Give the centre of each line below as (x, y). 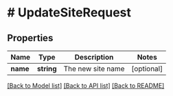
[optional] (147, 69)
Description (94, 57)
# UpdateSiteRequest (69, 13)
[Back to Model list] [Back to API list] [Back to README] (86, 86)
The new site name (94, 69)
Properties (30, 38)
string (47, 69)
